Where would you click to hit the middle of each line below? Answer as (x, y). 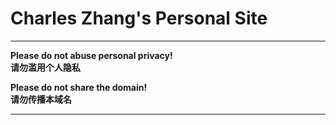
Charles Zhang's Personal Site (139, 18)
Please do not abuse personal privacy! (91, 55)
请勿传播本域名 (41, 99)
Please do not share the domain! (79, 87)
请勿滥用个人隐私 (45, 67)
